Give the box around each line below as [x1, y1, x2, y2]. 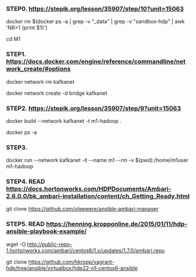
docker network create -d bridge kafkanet [6, 90, 108, 97]
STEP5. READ [6, 220, 45, 228]
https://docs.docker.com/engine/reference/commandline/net [6, 57, 186, 66]
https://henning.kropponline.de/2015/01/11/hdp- [46, 220, 188, 228]
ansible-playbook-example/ [6, 227, 87, 235]
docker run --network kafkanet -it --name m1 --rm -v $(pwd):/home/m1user [6, 157, 189, 164]
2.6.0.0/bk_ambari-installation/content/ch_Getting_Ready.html [6, 192, 190, 200]
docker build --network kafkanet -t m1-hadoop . [6, 117, 122, 124]
